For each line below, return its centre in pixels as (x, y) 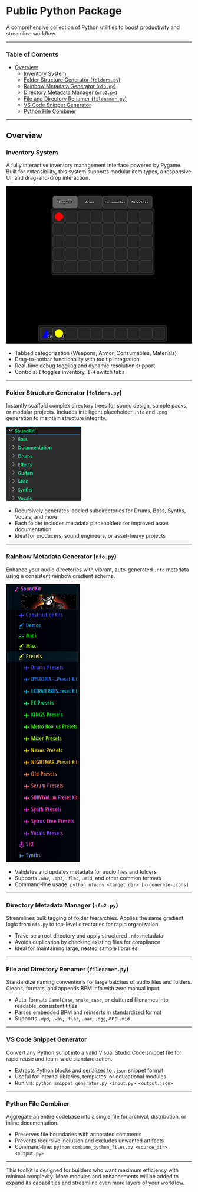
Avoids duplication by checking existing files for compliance (88, 942)
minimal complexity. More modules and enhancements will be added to (92, 1176)
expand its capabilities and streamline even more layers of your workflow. (95, 1183)
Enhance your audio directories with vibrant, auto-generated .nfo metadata (98, 570)
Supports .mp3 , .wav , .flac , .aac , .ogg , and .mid (72, 1019)
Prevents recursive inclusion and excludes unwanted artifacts (89, 1141)
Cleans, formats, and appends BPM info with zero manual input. (83, 989)
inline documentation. (32, 1123)
